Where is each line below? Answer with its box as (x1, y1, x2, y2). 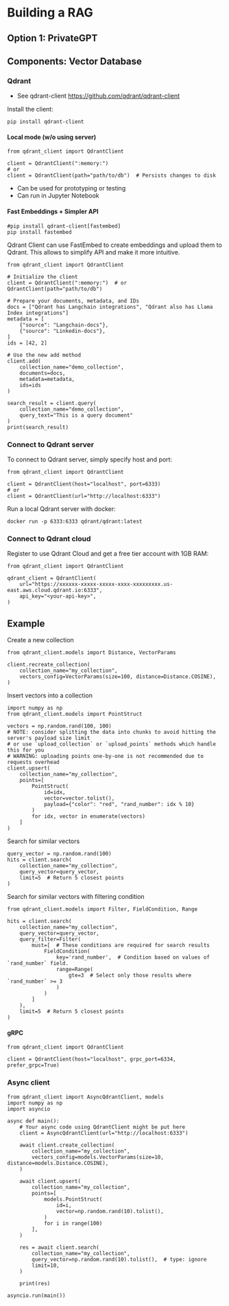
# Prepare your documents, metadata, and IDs (7, 297, 139, 304)
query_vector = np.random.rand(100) (7, 851, 112, 858)
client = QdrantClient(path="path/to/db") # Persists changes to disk (7, 172, 216, 179)
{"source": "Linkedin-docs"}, (19, 327, 106, 334)
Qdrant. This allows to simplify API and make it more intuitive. (7, 248, 180, 256)
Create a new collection (7, 636, 74, 644)
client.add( (7, 358, 41, 364)
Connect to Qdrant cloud (7, 534, 91, 543)
